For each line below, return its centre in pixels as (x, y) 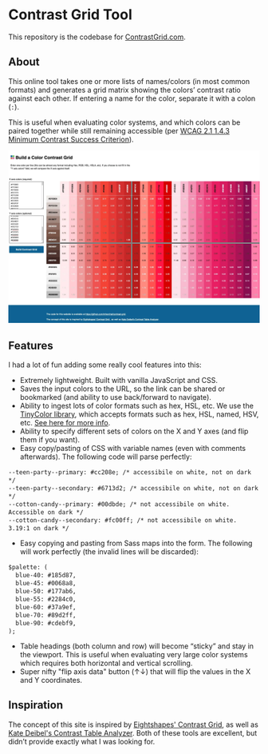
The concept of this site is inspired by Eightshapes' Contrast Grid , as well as (134, 724)
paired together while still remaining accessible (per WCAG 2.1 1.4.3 (119, 130)
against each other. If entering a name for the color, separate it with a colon (132, 98)
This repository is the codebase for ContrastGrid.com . (97, 37)
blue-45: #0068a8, (46, 584)
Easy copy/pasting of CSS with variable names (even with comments (132, 449)
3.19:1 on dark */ (39, 529)
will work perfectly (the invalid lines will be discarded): (109, 552)
